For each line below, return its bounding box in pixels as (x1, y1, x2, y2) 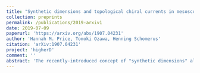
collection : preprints (6, 14, 62, 20)
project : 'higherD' (6, 47, 55, 53)
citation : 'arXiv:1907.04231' (6, 42, 82, 48)
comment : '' (6, 52, 36, 58)
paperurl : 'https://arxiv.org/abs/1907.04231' (6, 31, 124, 36)
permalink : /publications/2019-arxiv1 (6, 19, 102, 25)
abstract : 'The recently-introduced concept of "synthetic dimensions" (6, 58, 187, 64)
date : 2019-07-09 (6, 25, 49, 31)
